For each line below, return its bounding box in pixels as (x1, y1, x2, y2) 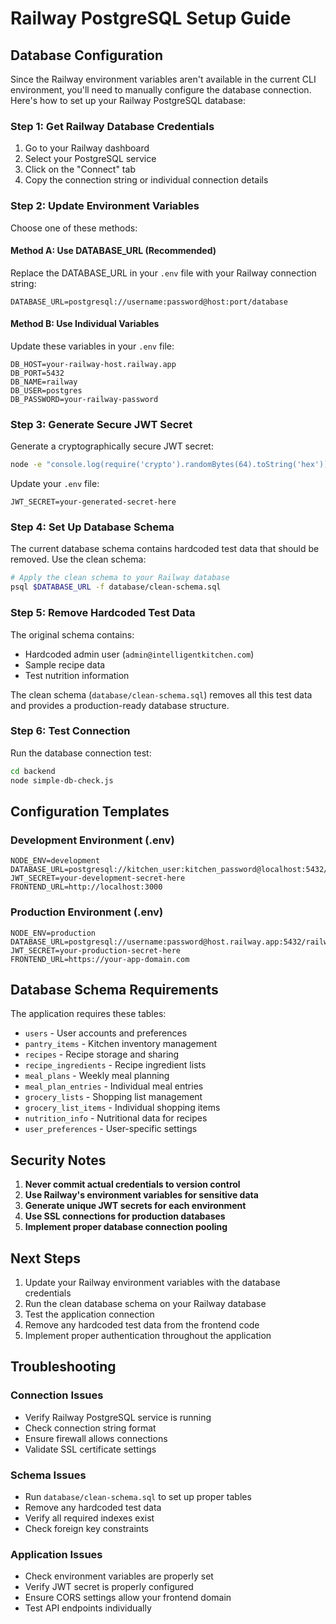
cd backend (10, 766, 56, 776)
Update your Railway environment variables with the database (24, 1276, 281, 1288)
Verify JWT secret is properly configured (24, 1581, 194, 1593)
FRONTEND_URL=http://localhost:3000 (10, 882, 163, 892)
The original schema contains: (10, 628, 135, 641)
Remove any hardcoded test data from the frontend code (24, 1318, 260, 1331)
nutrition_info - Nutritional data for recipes (24, 1112, 208, 1124)
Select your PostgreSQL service (24, 153, 157, 165)
